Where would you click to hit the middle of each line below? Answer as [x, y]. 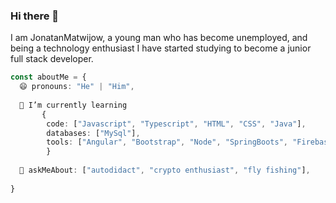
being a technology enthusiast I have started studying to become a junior [161, 48]
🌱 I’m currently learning [73, 105]
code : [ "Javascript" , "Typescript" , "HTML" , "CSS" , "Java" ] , [176, 124]
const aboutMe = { [48, 77]
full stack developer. [52, 59]
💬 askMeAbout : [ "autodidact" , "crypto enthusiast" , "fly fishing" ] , [165, 170]
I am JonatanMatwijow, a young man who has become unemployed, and [159, 38]
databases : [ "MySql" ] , [93, 133]
